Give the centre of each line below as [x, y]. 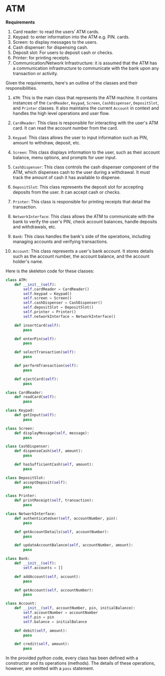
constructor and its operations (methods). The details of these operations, [81, 663]
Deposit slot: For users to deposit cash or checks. [63, 53]
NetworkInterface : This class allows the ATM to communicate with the [83, 216]
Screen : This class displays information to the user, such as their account [86, 152]
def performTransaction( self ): [46, 366]
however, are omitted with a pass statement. [50, 669]
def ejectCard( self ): [36, 379]
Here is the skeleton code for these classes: [50, 271]
